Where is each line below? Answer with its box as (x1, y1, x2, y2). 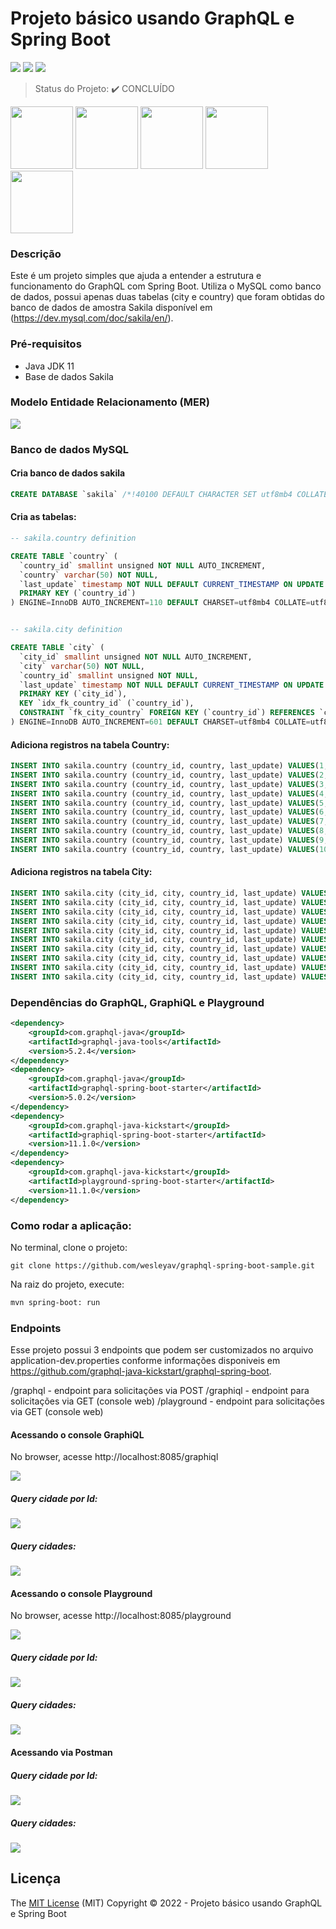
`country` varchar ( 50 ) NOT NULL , (19, 570, 159, 580)
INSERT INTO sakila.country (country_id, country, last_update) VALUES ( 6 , (10, 807, 329, 817)
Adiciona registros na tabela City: (10, 866, 153, 878)
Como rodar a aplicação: (10, 1218, 132, 1232)
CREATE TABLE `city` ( (10, 643, 105, 653)
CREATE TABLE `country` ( (10, 551, 118, 561)
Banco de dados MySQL (10, 442, 130, 456)
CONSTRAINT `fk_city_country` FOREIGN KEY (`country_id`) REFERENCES (19, 708, 315, 718)
